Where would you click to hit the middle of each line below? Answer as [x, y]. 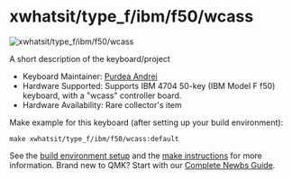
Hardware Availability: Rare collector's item [102, 104]
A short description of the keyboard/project [90, 58]
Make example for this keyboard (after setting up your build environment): [146, 122]
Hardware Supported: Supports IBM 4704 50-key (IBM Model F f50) [149, 85]
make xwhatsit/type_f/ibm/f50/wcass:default [94, 139]
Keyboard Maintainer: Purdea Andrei [90, 76]
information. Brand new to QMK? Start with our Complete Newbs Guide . [142, 165]
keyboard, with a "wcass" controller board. [102, 95]
